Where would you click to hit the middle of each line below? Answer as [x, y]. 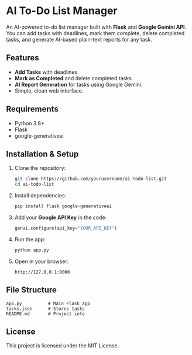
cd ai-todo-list [34, 185]
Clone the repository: [40, 168]
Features [23, 58]
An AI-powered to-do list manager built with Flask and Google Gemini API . [96, 27]
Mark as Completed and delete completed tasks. [74, 78]
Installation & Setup [42, 154]
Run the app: [30, 239]
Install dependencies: [40, 196]
